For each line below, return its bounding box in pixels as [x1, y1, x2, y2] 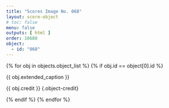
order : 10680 [6, 35, 38, 41]
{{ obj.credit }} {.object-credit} [6, 85, 79, 92]
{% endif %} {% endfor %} [6, 96, 71, 103]
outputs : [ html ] [6, 30, 51, 36]
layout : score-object [6, 14, 59, 20]
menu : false [6, 24, 35, 31]
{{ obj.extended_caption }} [6, 73, 70, 80]
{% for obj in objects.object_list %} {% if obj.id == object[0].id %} [6, 62, 164, 69]
